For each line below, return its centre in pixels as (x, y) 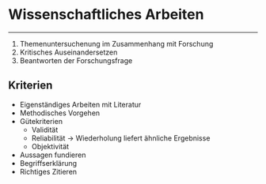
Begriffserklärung (48, 163)
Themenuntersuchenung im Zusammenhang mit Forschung (116, 43)
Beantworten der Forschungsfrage (76, 60)
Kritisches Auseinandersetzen (68, 52)
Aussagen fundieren (53, 155)
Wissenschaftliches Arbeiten (106, 15)
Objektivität (50, 146)
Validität (45, 130)
